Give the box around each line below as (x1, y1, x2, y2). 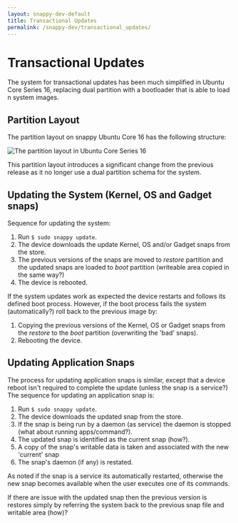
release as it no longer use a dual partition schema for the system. (7, 168, 202, 177)
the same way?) (17, 270, 65, 279)
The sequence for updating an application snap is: (7, 390, 155, 400)
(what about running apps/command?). (17, 427, 133, 436)
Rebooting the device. (17, 336, 83, 345)
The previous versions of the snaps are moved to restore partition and (17, 255, 223, 264)
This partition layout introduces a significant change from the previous (7, 161, 214, 169)
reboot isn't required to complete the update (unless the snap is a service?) (7, 383, 229, 392)
